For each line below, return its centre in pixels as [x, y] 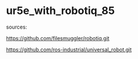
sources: [17, 27]
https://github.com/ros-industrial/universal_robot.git [69, 49]
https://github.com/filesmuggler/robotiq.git [58, 38]
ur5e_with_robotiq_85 [60, 11]
